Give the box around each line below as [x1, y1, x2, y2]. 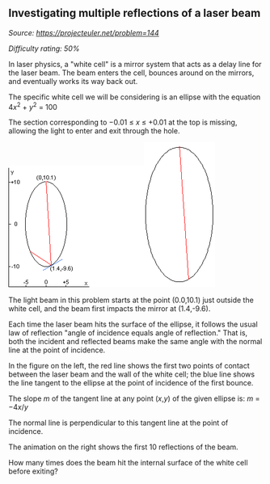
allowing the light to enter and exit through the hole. [8, 126, 180, 136]
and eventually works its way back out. [8, 76, 138, 86]
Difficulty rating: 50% [8, 44, 80, 53]
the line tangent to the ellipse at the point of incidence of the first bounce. [8, 378, 254, 388]
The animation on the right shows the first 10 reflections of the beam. [8, 442, 238, 452]
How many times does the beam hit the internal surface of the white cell [8, 458, 248, 468]
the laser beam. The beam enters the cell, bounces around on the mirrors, [8, 68, 255, 78]
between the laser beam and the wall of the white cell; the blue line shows [8, 369, 255, 379]
